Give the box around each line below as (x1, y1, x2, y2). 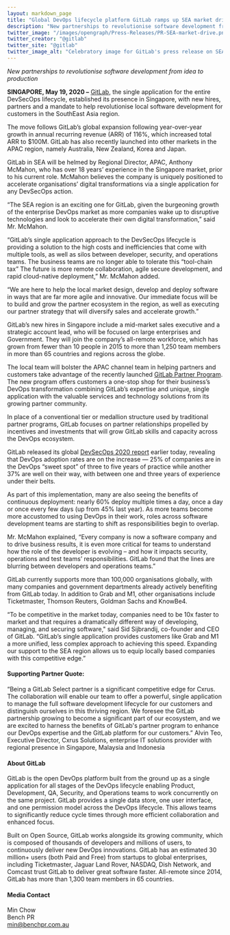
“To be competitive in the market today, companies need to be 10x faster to (7, 610, 219, 618)
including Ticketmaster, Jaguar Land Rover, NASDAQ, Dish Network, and (7, 860, 212, 868)
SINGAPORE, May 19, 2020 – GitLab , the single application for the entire (7, 87, 211, 96)
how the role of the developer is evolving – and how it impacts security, (7, 547, 208, 556)
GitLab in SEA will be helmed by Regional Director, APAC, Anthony (7, 158, 193, 166)
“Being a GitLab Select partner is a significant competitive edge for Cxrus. (7, 685, 216, 694)
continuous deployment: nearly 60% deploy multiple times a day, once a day (7, 497, 223, 506)
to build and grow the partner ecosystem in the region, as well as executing (7, 300, 220, 308)
